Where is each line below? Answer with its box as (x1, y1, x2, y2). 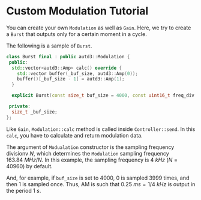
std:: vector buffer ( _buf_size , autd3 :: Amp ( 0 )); (17, 70, 138, 76)
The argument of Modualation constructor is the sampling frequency (6, 143, 175, 151)
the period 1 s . (6, 187, 41, 194)
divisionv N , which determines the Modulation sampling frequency (6, 150, 169, 157)
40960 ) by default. (6, 162, 53, 169)
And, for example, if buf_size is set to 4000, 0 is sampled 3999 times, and (6, 174, 190, 181)
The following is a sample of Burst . (6, 42, 92, 49)
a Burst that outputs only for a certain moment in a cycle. (6, 30, 147, 37)
